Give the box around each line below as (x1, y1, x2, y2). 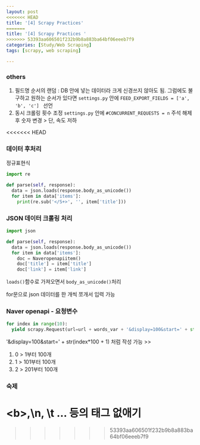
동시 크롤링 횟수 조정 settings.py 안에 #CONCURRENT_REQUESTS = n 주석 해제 (14, 109, 192, 116)
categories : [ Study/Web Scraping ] (6, 42, 92, 48)
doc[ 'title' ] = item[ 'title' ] (17, 261, 92, 267)
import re (6, 171, 31, 177)
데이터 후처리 (6, 145, 42, 153)
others (6, 72, 26, 81)
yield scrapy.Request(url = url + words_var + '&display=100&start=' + (11, 327, 187, 333)
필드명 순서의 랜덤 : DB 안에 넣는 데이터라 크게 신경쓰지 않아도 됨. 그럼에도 (14, 87, 187, 94)
